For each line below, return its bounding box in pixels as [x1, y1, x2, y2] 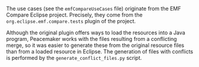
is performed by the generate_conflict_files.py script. [6, 55, 143, 61]
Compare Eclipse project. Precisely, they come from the [6, 11, 143, 18]
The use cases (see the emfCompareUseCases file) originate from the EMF [6, 5, 181, 12]
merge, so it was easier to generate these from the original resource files [6, 42, 185, 49]
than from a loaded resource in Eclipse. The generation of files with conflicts [6, 48, 194, 55]
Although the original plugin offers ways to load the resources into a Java [6, 29, 185, 36]
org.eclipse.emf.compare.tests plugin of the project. [6, 18, 136, 24]
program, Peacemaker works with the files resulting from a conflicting [6, 36, 177, 42]
